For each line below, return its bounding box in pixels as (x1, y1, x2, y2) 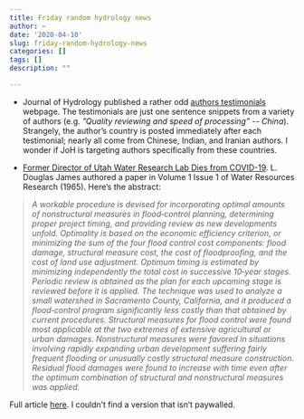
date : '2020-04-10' (9, 30, 83, 39)
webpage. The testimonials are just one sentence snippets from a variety (22, 106, 295, 117)
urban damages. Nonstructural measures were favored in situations (31, 333, 286, 344)
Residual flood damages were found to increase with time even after (31, 362, 288, 373)
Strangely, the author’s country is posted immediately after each (22, 125, 262, 136)
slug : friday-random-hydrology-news (9, 38, 147, 48)
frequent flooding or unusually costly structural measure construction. (31, 352, 295, 363)
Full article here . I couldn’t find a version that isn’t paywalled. (9, 399, 235, 410)
